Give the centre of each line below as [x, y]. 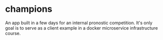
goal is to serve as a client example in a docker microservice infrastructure [81, 28]
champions [29, 9]
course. [13, 33]
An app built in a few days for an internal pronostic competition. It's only [79, 23]
